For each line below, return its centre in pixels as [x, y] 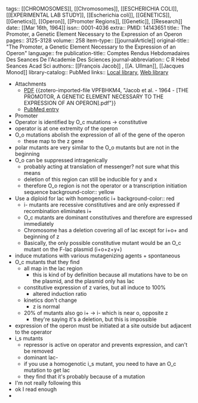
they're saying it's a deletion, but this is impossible [95, 319]
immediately [39, 224]
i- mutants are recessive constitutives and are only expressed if [102, 205]
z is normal [46, 307]
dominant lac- [41, 357]
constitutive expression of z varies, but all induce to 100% [95, 287]
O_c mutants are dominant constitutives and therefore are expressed [108, 217]
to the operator [33, 332]
